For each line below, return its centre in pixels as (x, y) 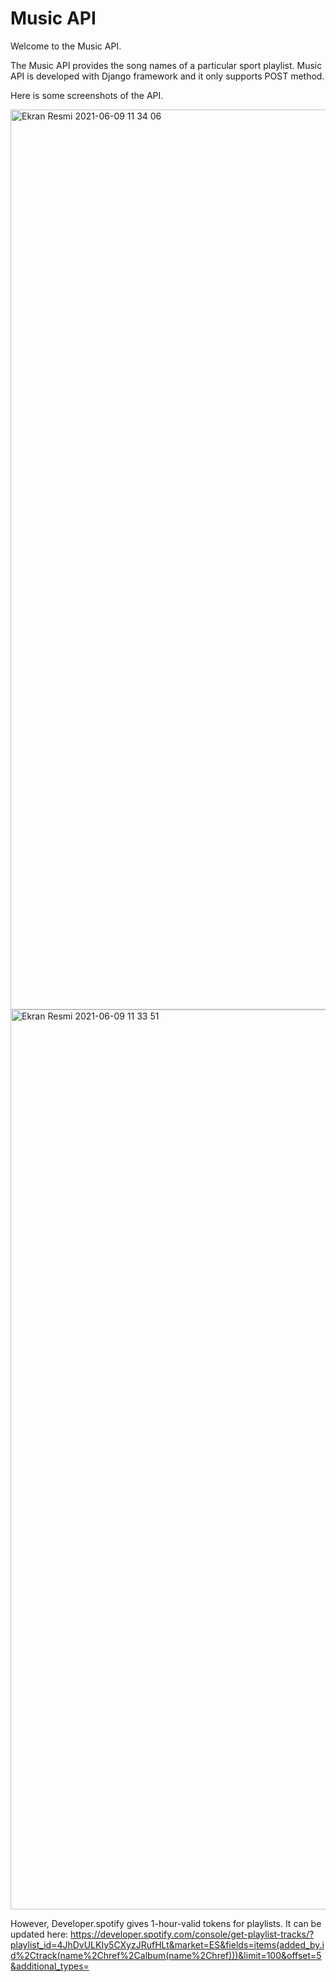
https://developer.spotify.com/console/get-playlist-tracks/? (192, 1934)
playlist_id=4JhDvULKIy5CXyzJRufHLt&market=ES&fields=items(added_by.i (167, 1944)
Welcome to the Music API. (66, 46)
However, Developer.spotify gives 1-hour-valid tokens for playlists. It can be (166, 1923)
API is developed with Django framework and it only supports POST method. (167, 76)
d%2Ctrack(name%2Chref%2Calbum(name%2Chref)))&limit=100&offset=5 (166, 1955)
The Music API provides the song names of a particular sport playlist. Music (166, 65)
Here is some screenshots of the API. (87, 95)
